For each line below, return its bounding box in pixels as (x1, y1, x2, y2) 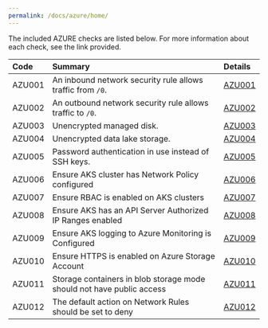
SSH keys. (52, 156, 91, 167)
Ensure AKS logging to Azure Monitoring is (52, 228, 211, 239)
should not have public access (52, 283, 166, 295)
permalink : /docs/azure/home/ (8, 11, 109, 20)
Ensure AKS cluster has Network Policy (52, 169, 199, 180)
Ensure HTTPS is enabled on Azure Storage (52, 250, 215, 261)
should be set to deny (52, 306, 134, 317)
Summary (52, 61, 90, 72)
